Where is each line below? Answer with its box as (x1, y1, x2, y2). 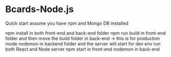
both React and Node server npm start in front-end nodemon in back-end (5, 46, 160, 52)
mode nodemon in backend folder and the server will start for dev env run (5, 40, 161, 46)
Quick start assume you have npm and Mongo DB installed (5, 20, 129, 26)
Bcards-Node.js (5, 4, 74, 15)
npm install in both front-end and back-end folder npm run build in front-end (5, 30, 166, 36)
